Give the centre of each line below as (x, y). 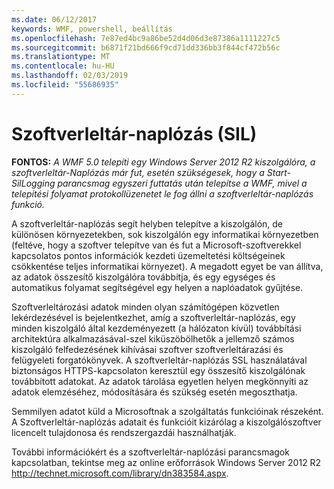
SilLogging (33, 183)
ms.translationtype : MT (61, 57)
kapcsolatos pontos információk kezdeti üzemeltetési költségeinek (148, 255)
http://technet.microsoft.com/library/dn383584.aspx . (120, 473)
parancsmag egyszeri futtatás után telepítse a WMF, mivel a (182, 183)
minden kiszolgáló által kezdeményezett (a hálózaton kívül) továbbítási (156, 328)
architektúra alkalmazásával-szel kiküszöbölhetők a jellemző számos (153, 338)
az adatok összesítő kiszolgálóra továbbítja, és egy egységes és (143, 277)
